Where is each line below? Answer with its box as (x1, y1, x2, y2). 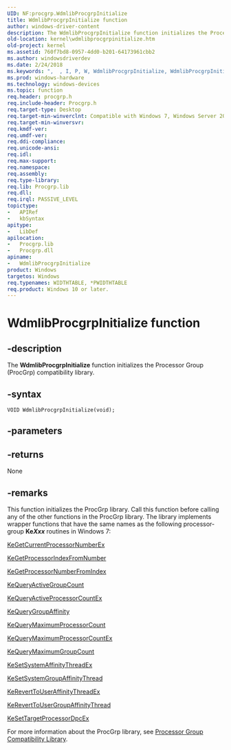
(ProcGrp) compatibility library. (7, 368, 95, 376)
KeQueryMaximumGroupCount (7, 647, 95, 656)
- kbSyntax (7, 215, 45, 222)
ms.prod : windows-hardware (7, 74, 85, 81)
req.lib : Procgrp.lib (7, 183, 69, 190)
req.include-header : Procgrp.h (7, 100, 97, 107)
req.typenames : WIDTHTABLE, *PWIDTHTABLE (7, 279, 128, 286)
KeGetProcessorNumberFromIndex (7, 567, 107, 576)
